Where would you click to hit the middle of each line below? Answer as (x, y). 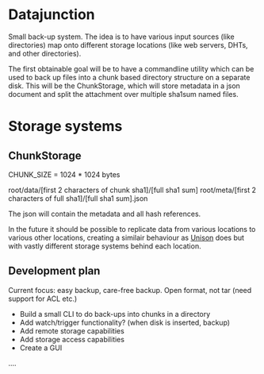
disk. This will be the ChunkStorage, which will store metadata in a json (124, 86)
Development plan (54, 271)
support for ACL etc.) (43, 299)
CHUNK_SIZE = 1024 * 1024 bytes (64, 174)
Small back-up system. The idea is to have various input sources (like (122, 37)
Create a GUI (41, 348)
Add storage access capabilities (72, 339)
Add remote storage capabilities (72, 330)
